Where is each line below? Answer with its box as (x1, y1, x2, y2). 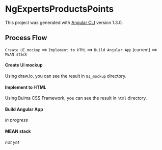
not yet (5, 139, 20, 145)
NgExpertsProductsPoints (5, 3, 114, 15)
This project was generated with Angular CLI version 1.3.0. (5, 20, 123, 25)
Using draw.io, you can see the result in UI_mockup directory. (5, 73, 127, 79)
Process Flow (5, 34, 48, 42)
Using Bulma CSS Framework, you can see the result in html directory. (5, 95, 147, 101)
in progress (5, 117, 28, 123)
